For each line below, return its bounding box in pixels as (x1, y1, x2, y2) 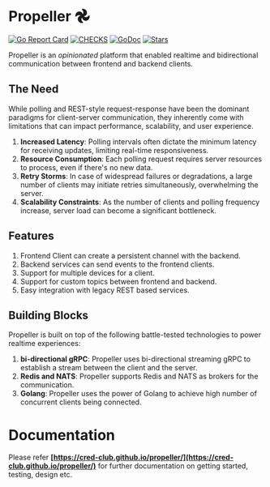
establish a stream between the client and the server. (19, 363, 198, 373)
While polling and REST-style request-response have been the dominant (8, 104, 250, 113)
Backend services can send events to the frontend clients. (19, 259, 215, 269)
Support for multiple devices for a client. (19, 267, 156, 277)
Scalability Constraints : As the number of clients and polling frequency (19, 197, 260, 207)
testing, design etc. (8, 470, 73, 480)
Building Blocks (8, 308, 89, 322)
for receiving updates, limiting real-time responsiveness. (19, 145, 209, 155)
